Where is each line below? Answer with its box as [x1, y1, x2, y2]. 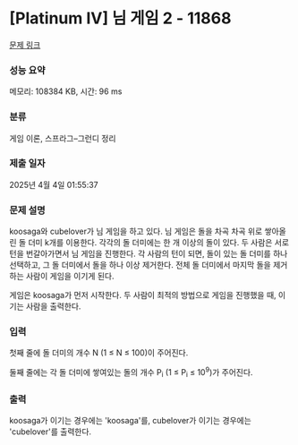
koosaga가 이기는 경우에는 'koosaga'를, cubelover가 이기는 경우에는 [9, 415, 252, 426]
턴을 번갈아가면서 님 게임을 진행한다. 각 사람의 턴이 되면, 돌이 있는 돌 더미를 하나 [9, 248, 288, 260]
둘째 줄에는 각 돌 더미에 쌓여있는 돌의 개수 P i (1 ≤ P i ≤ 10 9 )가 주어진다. [9, 365, 253, 380]
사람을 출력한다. [25, 301, 81, 312]
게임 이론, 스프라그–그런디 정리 [9, 133, 116, 143]
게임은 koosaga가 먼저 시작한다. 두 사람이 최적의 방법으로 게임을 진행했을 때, [9, 290, 277, 301]
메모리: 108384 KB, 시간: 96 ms [9, 86, 123, 97]
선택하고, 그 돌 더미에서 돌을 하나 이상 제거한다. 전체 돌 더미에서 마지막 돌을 [9, 260, 271, 270]
